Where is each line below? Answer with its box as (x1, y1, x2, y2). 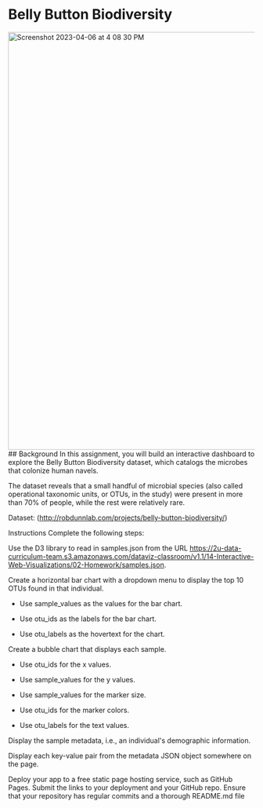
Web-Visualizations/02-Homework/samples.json (8, 560, 164, 569)
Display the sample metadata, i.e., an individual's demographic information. (8, 736, 251, 745)
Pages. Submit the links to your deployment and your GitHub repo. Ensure (8, 783, 247, 792)
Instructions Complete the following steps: (8, 528, 145, 537)
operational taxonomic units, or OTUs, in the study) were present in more (8, 489, 243, 499)
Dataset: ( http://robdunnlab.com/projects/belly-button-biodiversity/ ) (8, 513, 228, 522)
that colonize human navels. (8, 466, 99, 475)
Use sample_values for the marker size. (19, 689, 146, 700)
